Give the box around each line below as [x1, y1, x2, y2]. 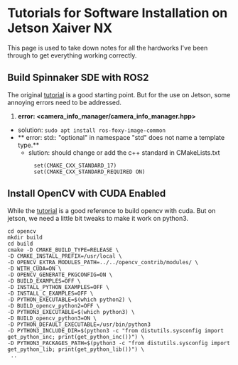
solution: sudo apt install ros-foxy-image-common [17, 126, 166, 134]
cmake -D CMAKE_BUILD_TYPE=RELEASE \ [7, 246, 119, 254]
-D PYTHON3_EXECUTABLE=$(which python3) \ [7, 308, 135, 315]
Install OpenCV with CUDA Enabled [7, 187, 166, 200]
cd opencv [7, 227, 37, 235]
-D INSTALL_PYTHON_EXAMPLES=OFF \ [7, 283, 110, 290]
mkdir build [7, 234, 43, 241]
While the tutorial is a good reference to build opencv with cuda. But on [7, 206, 216, 214]
